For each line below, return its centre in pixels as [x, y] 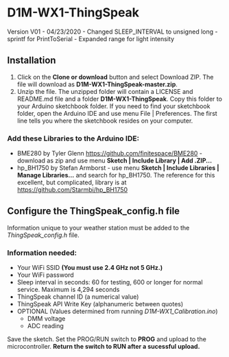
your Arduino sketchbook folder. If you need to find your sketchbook [113, 106]
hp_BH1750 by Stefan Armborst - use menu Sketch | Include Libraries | [118, 168]
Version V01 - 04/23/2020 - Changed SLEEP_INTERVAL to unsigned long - [112, 32]
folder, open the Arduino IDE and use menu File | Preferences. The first [117, 113]
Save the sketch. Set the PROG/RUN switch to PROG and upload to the [107, 339]
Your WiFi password [45, 275]
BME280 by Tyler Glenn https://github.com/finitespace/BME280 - [110, 153]
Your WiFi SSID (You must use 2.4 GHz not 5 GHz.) [90, 268]
